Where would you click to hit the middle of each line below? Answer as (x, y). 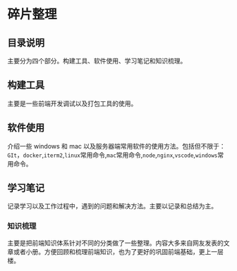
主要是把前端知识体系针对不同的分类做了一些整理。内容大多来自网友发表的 (115, 243)
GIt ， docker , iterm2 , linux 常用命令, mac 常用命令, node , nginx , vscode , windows (113, 155)
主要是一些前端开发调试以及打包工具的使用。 (72, 103)
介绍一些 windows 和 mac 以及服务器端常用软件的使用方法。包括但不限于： (116, 146)
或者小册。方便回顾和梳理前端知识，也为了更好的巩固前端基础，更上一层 (118, 251)
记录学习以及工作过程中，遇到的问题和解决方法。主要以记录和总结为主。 (112, 206)
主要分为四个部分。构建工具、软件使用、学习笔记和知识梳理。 (97, 61)
